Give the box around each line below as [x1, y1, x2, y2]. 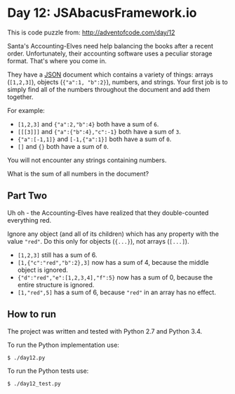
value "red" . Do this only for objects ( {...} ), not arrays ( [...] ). [7, 237, 189, 245]
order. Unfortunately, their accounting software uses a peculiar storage [7, 49, 213, 58]
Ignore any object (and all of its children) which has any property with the [7, 230, 220, 238]
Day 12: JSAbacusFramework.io [7, 5, 197, 21]
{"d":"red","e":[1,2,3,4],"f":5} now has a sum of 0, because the [17, 272, 213, 282]
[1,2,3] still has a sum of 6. [17, 251, 98, 259]
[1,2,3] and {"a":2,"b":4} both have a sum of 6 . [17, 119, 159, 128]
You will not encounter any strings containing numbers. [7, 156, 167, 164]
